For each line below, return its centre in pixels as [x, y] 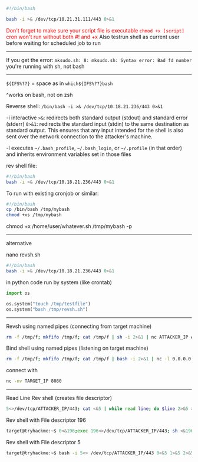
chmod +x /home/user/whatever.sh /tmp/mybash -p [69, 226]
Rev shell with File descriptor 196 [46, 420]
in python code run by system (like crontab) [59, 282]
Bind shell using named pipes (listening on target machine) [77, 348]
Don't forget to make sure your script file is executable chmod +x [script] [95, 30]
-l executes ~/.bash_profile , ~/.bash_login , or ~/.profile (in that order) [94, 148]
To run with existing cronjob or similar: [52, 193]
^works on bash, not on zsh [39, 95]
